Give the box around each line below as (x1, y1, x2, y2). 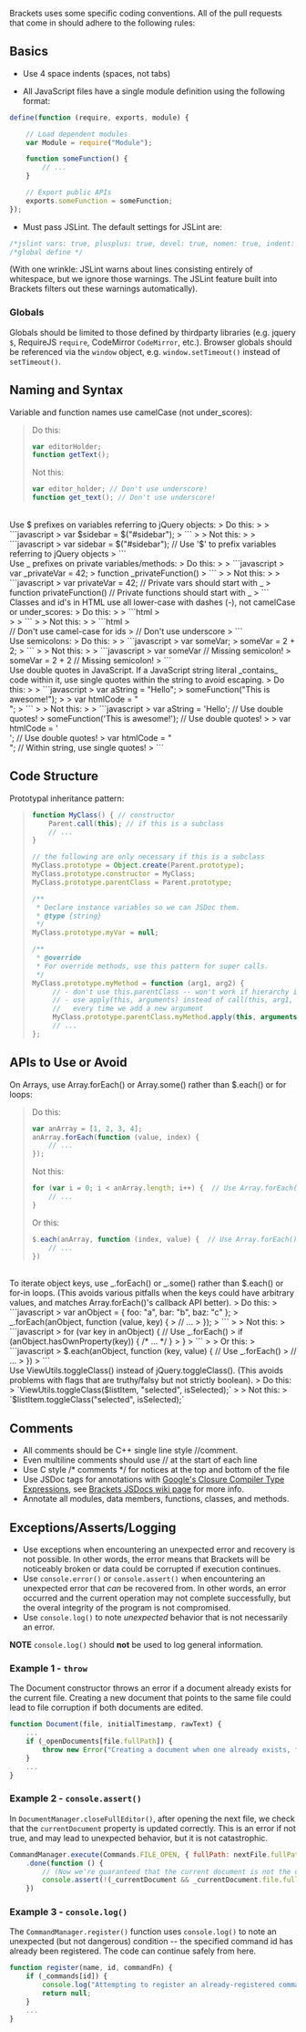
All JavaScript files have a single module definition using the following (22, 86, 285, 97)
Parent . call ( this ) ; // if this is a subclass (48, 818, 225, 828)
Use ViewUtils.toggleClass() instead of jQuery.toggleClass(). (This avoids (9, 1365, 284, 1376)
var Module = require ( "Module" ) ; (25, 138, 153, 147)
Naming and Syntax (9, 382, 124, 398)
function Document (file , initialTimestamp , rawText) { (9, 1720, 222, 1729)
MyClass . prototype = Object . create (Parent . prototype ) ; (31, 861, 245, 870)
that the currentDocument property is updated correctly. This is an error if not (9, 1822, 296, 1833)
